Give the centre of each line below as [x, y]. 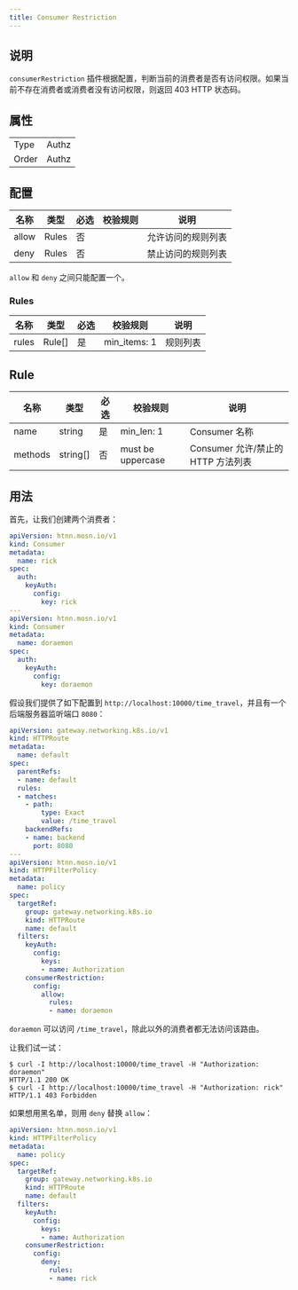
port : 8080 [53, 846]
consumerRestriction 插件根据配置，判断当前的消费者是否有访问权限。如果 [145, 79]
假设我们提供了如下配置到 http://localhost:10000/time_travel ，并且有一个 [148, 703]
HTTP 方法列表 [220, 462]
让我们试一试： [36, 1048]
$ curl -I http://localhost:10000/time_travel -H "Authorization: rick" [146, 1088]
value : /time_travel [79, 822]
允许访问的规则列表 [187, 238]
